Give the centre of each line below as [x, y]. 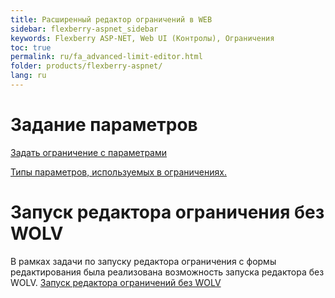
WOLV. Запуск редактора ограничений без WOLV [116, 282]
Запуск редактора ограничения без [167, 212]
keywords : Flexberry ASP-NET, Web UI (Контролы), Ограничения [142, 38]
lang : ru [28, 76]
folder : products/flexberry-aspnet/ [86, 66]
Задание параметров [104, 125]
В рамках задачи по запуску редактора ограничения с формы [143, 261]
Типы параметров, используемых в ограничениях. [118, 172]
